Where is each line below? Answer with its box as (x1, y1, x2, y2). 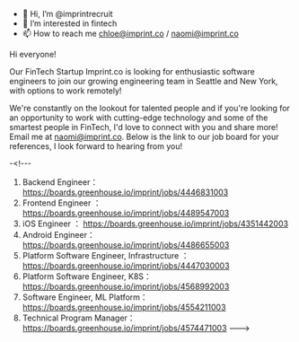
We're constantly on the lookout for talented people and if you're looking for (9, 103, 290, 113)
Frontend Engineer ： (22, 197, 101, 208)
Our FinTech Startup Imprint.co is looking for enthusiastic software (9, 66, 255, 76)
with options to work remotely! (9, 85, 122, 96)
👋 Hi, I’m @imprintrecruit (22, 9, 114, 19)
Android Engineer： (22, 230, 96, 240)
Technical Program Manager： (22, 312, 136, 323)
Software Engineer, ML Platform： (22, 292, 148, 303)
